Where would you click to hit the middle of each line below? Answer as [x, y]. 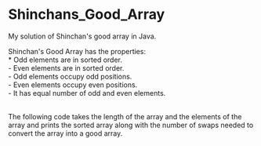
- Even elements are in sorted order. [66, 68]
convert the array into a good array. [65, 133]
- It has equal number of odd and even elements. [87, 93]
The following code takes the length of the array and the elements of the [125, 116]
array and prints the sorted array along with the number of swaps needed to [131, 125]
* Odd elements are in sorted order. [65, 60]
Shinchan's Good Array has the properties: [77, 51]
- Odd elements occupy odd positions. [70, 76]
